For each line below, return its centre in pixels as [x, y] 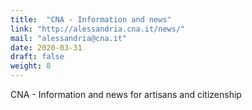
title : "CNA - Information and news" [91, 19]
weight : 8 [31, 66]
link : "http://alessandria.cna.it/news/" [98, 29]
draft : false [37, 57]
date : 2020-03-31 [46, 47]
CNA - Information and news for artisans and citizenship [126, 94]
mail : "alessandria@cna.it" [69, 38]
